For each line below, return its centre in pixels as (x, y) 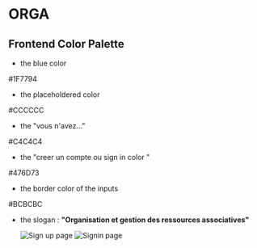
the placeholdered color (60, 95)
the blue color (43, 63)
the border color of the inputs (69, 188)
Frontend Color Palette (66, 44)
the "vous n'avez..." (53, 126)
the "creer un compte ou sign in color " (85, 157)
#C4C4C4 (25, 141)
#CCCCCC (26, 110)
